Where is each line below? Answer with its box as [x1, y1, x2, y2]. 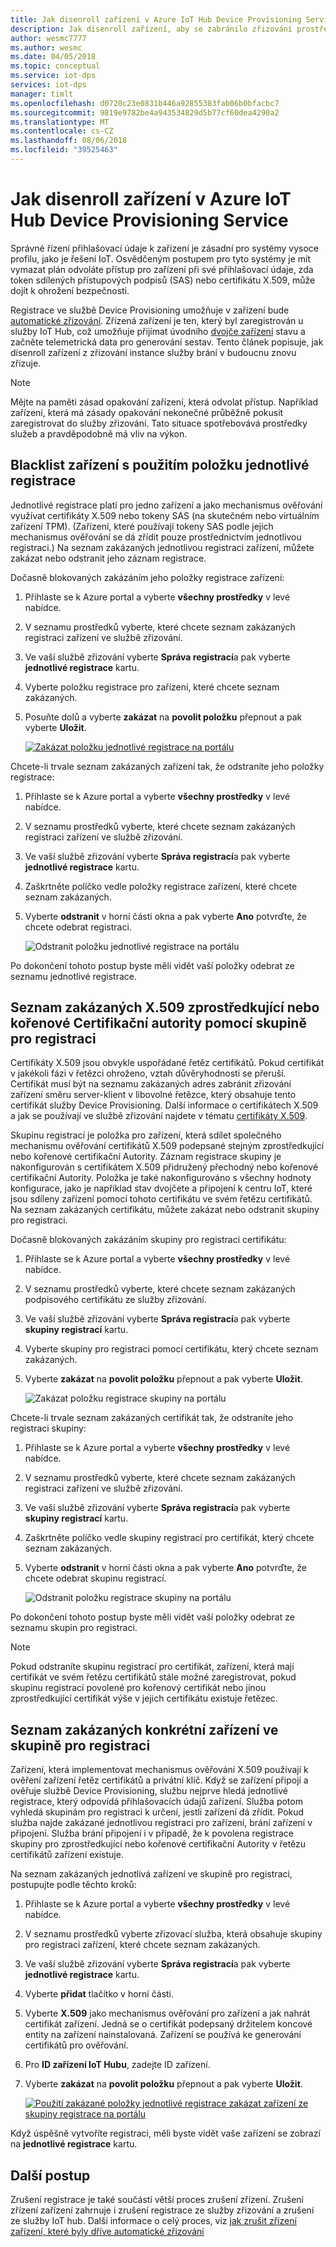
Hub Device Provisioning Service [10, 209, 289, 232]
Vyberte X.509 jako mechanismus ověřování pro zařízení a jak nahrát [24, 2007, 311, 2020]
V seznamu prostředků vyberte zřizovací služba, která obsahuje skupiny [24, 1928, 323, 1940]
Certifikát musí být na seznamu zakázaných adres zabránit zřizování [10, 1078, 292, 1090]
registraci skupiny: [10, 1422, 87, 1435]
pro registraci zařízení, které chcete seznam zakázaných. [24, 1939, 261, 1951]
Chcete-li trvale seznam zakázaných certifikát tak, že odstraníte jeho [10, 1412, 294, 1424]
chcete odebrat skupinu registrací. [24, 1572, 167, 1585]
